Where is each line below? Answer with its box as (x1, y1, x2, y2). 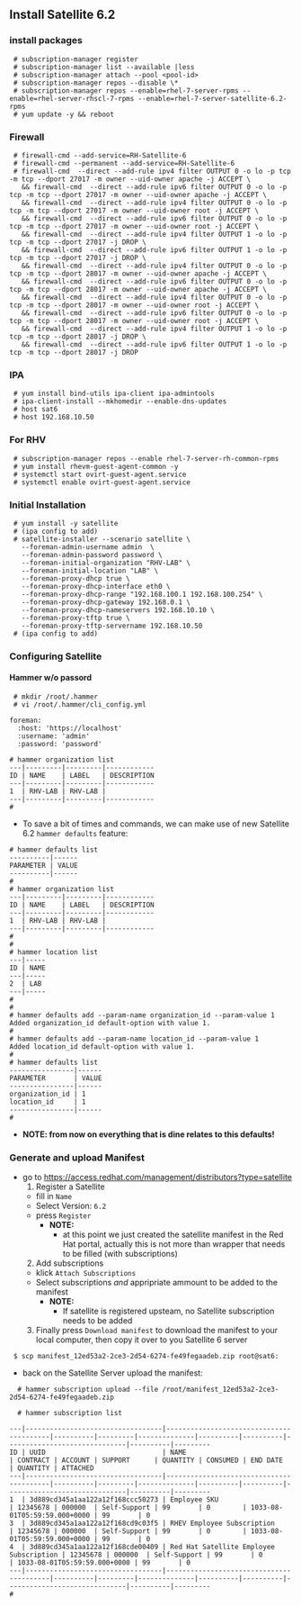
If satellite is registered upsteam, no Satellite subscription (62, 1305, 275, 1317)
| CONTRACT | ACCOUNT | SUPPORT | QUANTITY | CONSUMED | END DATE (9, 1456, 283, 1466)
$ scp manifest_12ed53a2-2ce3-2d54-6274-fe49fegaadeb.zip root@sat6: (13, 1352, 279, 1361)
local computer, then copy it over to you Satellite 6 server (35, 1334, 248, 1345)
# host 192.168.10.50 (13, 413, 94, 422)
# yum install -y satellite (13, 519, 119, 528)
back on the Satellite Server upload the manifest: (22, 1367, 204, 1378)
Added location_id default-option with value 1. (9, 1042, 195, 1051)
